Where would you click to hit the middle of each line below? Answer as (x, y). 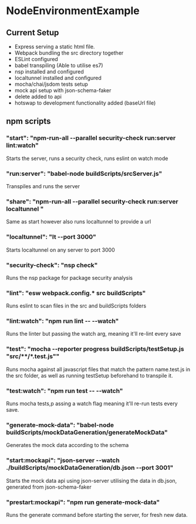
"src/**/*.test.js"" (33, 356)
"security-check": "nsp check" (52, 265)
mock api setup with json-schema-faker (63, 90)
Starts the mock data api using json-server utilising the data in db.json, (92, 480)
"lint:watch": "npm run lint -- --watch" (62, 321)
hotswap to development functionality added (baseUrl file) (85, 103)
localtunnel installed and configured (58, 78)
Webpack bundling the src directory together (69, 53)
